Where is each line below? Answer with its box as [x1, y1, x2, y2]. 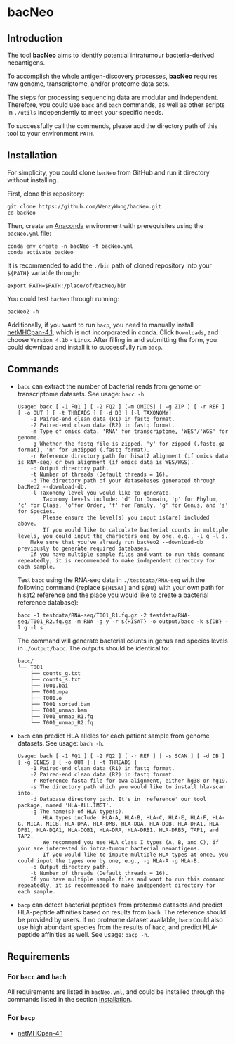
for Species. [17, 508, 56, 515]
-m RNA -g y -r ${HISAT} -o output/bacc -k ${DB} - [74, 617, 229, 625]
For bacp [7, 1013, 36, 1023]
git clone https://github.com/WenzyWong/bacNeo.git [7, 203, 161, 210]
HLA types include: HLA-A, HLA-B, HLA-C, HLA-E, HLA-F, [43, 814, 210, 821]
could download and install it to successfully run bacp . [7, 343, 163, 351]
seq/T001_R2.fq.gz [17, 617, 72, 625]
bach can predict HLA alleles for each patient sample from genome [17, 731, 210, 740]
